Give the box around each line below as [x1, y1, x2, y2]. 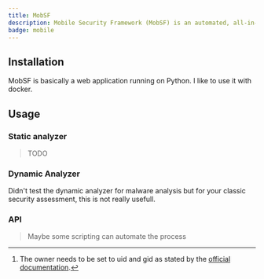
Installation [8, 55, 64, 68]
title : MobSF [8, 11, 51, 20]
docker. [8, 84, 33, 94]
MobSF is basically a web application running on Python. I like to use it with [8, 76, 252, 86]
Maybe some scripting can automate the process [27, 232, 187, 241]
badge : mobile [8, 26, 55, 34]
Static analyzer [8, 130, 68, 141]
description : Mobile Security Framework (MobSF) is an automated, [8, 19, 230, 27]
